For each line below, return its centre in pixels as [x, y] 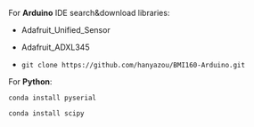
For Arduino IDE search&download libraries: [89, 13]
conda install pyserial [53, 98]
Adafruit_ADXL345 [55, 47]
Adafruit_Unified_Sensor [66, 30]
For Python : [30, 82]
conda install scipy [47, 114]
